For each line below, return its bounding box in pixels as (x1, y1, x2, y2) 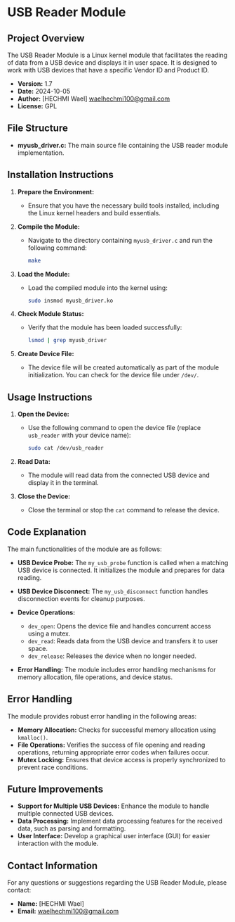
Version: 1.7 (17, 80, 53, 88)
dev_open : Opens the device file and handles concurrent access (27, 621, 212, 630)
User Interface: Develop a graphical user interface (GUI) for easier (17, 832, 210, 840)
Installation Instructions (7, 169, 114, 181)
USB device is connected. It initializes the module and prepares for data (17, 566, 225, 574)
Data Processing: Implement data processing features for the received (17, 817, 223, 826)
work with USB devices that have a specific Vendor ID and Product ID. (7, 66, 209, 74)
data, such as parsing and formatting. (17, 824, 126, 833)
